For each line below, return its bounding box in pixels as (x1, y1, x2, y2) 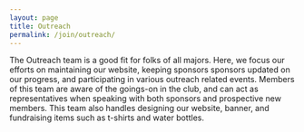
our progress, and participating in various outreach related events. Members (9, 74, 295, 85)
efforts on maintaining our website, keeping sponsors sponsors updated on (9, 64, 290, 75)
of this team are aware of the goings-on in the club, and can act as (9, 83, 259, 95)
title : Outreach (9, 22, 71, 31)
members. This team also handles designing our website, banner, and (9, 103, 270, 114)
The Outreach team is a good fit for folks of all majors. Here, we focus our (9, 55, 286, 66)
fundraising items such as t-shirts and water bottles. (9, 112, 204, 123)
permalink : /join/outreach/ (9, 30, 116, 39)
